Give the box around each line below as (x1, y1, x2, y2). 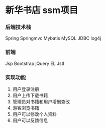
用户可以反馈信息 (12, 117, 48, 123)
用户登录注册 (12, 86, 39, 92)
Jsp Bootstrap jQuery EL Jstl (5, 60, 64, 66)
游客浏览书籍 (12, 105, 39, 111)
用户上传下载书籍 (12, 92, 48, 98)
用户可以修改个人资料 (12, 111, 57, 117)
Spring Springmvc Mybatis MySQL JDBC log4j (5, 35, 101, 41)
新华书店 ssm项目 (5, 4, 78, 16)
